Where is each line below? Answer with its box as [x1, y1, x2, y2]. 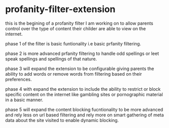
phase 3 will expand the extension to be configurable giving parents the [5, 66, 154, 72]
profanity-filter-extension [5, 4, 116, 15]
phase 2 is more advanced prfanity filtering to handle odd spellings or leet [5, 50, 159, 56]
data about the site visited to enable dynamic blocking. [5, 117, 119, 123]
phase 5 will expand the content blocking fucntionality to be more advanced [5, 106, 163, 112]
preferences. [5, 76, 32, 82]
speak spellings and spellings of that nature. [5, 55, 97, 61]
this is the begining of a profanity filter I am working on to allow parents [5, 20, 154, 26]
